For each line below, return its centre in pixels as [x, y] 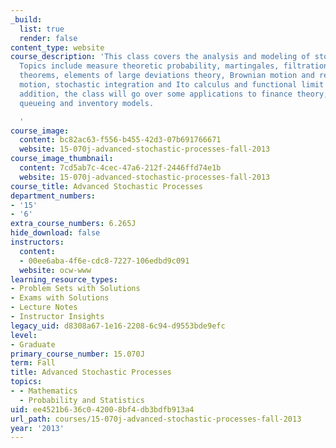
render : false [48, 38]
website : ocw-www [55, 270]
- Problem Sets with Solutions [75, 289]
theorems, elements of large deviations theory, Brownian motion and [167, 76]
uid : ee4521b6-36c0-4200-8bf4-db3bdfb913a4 [102, 409]
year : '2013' [37, 428]
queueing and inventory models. [87, 103]
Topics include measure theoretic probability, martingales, [149, 66]
